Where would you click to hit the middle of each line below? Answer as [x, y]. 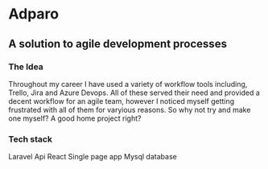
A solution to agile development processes [118, 44]
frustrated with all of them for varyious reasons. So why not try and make [130, 109]
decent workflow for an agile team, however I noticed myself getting [122, 101]
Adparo [33, 14]
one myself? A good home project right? [75, 118]
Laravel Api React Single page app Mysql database [93, 157]
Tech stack [30, 139]
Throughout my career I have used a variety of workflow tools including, [128, 84]
